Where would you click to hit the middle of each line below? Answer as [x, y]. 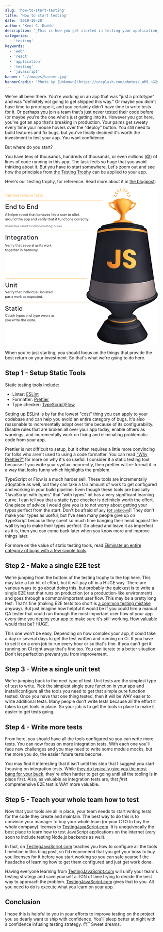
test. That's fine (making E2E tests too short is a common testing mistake [78, 603]
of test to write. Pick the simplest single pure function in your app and [74, 686]
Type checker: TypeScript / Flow [43, 404]
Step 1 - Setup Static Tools [46, 373]
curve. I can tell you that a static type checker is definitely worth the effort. [80, 500]
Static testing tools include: [32, 385]
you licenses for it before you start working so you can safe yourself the [77, 857]
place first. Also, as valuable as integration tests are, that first [66, 779]
